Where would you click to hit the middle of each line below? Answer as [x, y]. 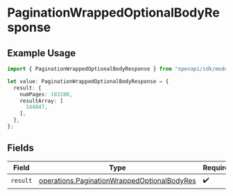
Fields [21, 148]
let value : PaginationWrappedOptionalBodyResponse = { [88, 81]
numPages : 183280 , [46, 94]
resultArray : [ [42, 101]
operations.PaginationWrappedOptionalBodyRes [118, 181]
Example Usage [42, 53]
